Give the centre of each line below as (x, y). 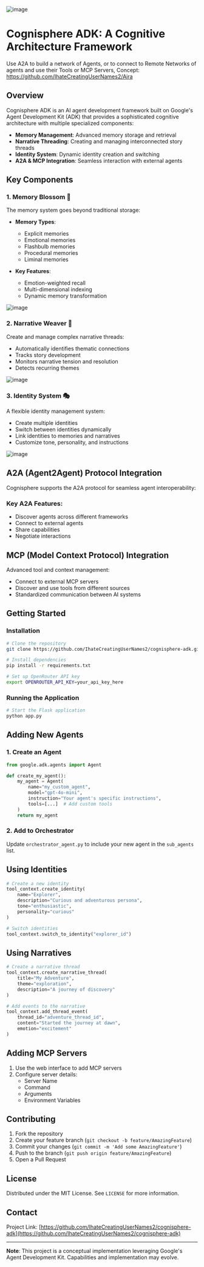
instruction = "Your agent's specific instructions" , (95, 798)
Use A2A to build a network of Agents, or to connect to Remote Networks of (101, 63)
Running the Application (43, 698)
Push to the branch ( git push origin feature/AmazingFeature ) (93, 1153)
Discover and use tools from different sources (73, 588)
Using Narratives (39, 953)
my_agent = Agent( (40, 781)
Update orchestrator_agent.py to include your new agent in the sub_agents (100, 844)
